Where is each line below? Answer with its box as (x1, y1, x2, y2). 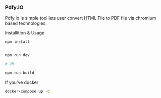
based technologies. (5, 20, 47, 26)
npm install (5, 39, 30, 44)
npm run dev (5, 53, 30, 58)
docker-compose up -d (5, 89, 50, 94)
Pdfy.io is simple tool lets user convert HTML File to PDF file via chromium (5, 15, 156, 21)
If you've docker (5, 79, 39, 85)
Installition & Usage (5, 30, 45, 36)
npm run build (5, 70, 35, 75)
